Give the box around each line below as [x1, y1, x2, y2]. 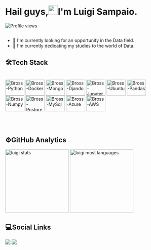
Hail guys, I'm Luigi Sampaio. [5, 6, 138, 18]
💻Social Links [5, 223, 51, 232]
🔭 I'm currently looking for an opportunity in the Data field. [12, 37, 134, 44]
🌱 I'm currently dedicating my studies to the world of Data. [12, 43, 135, 49]
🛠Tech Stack [5, 58, 48, 67]
